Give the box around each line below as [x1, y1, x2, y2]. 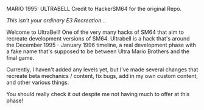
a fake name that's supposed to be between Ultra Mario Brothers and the [6, 48, 190, 55]
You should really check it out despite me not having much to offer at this [6, 91, 190, 97]
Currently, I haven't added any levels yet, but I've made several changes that [6, 66, 199, 73]
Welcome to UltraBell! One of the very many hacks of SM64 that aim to [6, 28, 185, 36]
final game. [6, 54, 35, 61]
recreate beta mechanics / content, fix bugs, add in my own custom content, [6, 73, 198, 79]
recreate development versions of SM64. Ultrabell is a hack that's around [6, 35, 190, 42]
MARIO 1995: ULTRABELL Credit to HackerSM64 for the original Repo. [6, 5, 182, 12]
